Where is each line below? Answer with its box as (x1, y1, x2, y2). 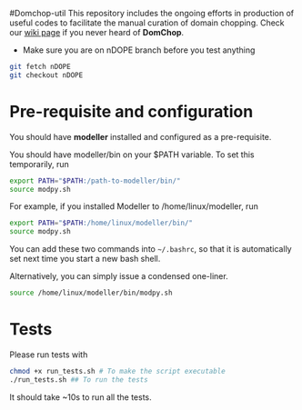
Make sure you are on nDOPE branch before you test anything (22, 45, 256, 55)
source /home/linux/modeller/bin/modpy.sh (9, 288, 173, 298)
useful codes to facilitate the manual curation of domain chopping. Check (9, 17, 285, 28)
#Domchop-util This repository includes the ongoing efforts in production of (9, 8, 295, 18)
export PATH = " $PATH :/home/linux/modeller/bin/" (9, 218, 194, 228)
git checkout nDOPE (9, 70, 84, 80)
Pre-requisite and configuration (9, 101, 254, 122)
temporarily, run (9, 158, 70, 169)
